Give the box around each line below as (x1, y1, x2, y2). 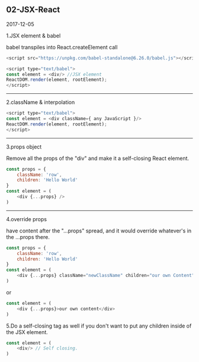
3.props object (6, 143, 42, 150)
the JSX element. (6, 328, 49, 335)
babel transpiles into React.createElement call (6, 43, 118, 51)
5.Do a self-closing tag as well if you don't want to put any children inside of (6, 322, 192, 329)
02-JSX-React (6, 5, 60, 15)
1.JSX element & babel (6, 32, 61, 39)
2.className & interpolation (6, 99, 75, 106)
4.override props (6, 215, 47, 222)
